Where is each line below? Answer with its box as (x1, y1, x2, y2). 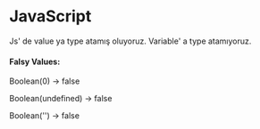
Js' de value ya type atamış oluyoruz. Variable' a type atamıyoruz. (9, 36, 252, 46)
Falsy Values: (9, 56, 61, 67)
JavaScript (9, 6, 92, 27)
